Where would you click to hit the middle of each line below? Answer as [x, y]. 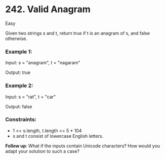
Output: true [18, 72]
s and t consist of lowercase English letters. [58, 136]
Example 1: [19, 52]
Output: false [19, 106]
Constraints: [21, 120]
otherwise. [16, 38]
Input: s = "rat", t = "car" [31, 97]
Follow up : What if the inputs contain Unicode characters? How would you [83, 146]
